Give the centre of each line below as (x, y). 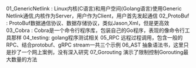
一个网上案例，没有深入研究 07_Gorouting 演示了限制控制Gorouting (102, 52)
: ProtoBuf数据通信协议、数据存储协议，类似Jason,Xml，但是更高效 (88, 23)
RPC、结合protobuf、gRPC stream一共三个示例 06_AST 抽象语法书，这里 (95, 45)
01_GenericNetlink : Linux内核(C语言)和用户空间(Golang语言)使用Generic (94, 8)
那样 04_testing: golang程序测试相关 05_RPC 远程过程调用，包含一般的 (97, 37)
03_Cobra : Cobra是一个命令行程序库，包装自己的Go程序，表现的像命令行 (96, 30)
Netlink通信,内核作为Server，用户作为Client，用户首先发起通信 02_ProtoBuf (98, 16)
